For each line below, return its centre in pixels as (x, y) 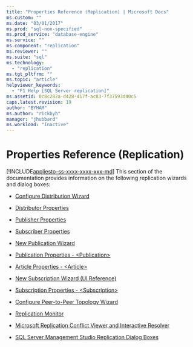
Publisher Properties (41, 220)
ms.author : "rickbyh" (34, 113)
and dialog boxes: (28, 184)
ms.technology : (25, 62)
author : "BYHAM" (27, 108)
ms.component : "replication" (43, 46)
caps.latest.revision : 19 (39, 102)
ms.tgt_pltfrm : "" (29, 74)
